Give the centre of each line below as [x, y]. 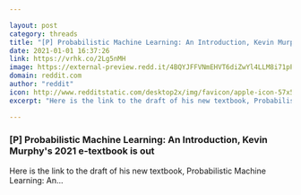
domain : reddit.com [46, 76]
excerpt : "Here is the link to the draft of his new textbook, [130, 101]
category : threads [43, 34]
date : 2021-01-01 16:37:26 [60, 50]
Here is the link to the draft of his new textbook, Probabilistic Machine [138, 171]
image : [21, 67]
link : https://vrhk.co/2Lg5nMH [68, 59]
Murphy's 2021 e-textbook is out [82, 151]
